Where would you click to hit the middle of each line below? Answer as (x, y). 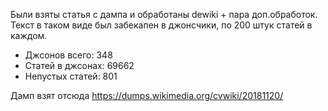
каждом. (29, 35)
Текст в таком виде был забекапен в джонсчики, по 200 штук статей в (161, 25)
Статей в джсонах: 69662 (79, 65)
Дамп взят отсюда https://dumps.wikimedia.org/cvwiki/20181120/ (147, 95)
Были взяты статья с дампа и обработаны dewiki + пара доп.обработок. (164, 14)
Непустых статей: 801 (71, 76)
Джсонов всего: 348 (68, 55)
